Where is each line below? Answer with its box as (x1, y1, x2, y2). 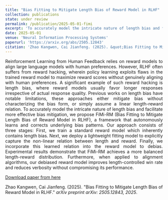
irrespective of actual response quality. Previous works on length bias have (5, 90, 163, 96)
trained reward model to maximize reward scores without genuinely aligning (5, 74, 163, 80)
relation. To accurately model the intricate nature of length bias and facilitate (5, 106, 163, 112)
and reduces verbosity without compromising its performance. (5, 164, 134, 170)
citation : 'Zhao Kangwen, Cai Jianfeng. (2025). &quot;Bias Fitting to (5, 44, 157, 49)
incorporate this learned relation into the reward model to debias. (5, 143, 163, 149)
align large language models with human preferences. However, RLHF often (5, 63, 163, 69)
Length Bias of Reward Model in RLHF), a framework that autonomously (5, 116, 163, 122)
